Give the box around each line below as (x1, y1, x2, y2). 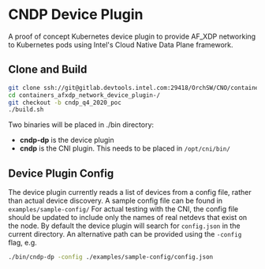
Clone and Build (8, 63, 88, 77)
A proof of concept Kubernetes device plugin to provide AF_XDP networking (8, 32, 256, 41)
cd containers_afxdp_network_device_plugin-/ (8, 91, 160, 99)
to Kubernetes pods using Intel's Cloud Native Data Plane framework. (8, 39, 233, 49)
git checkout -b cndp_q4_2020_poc (8, 99, 122, 106)
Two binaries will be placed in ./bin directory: (8, 120, 155, 129)
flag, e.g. (8, 238, 37, 248)
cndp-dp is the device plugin (19, 136, 114, 145)
